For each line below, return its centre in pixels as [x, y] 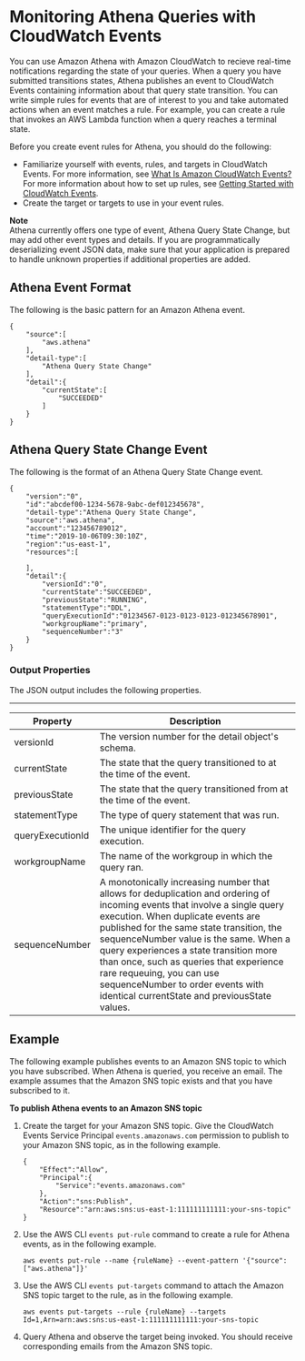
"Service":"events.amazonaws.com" [121, 1185]
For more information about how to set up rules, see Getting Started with [158, 183]
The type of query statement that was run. [189, 814]
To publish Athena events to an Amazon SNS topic [106, 1108]
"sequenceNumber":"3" [83, 631]
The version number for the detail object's [189, 736]
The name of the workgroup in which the [186, 855]
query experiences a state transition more [188, 950]
